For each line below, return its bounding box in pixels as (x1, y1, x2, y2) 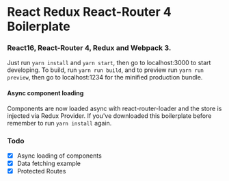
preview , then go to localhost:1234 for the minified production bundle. (7, 73, 203, 82)
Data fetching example (16, 159, 81, 168)
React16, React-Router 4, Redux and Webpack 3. (7, 43, 172, 53)
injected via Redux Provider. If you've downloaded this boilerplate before (7, 111, 212, 120)
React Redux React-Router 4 (7, 4, 172, 20)
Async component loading (7, 89, 84, 97)
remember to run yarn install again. (7, 119, 112, 127)
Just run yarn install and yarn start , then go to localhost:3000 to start (7, 59, 211, 67)
